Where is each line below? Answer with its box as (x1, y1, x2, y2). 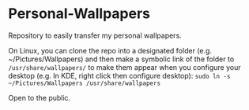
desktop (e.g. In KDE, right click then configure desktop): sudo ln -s (8, 71, 231, 80)
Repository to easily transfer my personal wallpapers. (8, 31, 182, 40)
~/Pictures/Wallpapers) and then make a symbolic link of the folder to (8, 54, 235, 64)
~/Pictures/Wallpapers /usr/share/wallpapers (8, 79, 160, 87)
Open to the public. (8, 93, 71, 102)
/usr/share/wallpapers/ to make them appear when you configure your (8, 62, 241, 71)
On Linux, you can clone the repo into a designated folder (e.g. (8, 46, 212, 55)
